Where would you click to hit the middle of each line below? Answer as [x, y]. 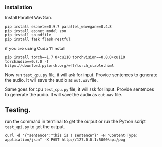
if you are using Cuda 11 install [35, 49]
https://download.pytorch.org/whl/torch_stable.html [60, 66]
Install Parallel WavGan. [29, 18]
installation [19, 7]
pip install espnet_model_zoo [36, 31]
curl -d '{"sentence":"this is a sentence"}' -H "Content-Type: [72, 136]
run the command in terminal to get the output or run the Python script [75, 122]
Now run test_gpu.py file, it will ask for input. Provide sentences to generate [81, 75]
